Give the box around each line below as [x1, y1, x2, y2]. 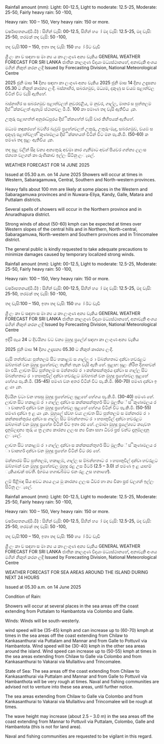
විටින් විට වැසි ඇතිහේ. [5, 91, 47, 96]
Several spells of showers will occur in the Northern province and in [5, 206, 142, 212]
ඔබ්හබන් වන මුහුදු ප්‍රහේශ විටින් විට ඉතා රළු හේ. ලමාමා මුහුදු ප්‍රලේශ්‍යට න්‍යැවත [5, 421, 151, 427]
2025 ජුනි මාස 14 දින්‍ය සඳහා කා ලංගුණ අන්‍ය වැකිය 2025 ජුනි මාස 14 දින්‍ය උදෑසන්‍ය [5, 80, 157, 86]
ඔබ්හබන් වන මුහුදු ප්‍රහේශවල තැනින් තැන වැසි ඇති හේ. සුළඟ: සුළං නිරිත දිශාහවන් [5, 362, 156, 368]
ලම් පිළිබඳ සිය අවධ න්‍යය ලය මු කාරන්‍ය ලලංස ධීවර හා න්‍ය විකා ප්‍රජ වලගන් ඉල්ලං [5, 479, 154, 484]
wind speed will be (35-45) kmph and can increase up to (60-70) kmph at [5, 628, 154, 633]
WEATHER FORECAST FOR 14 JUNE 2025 [5, 162, 90, 168]
